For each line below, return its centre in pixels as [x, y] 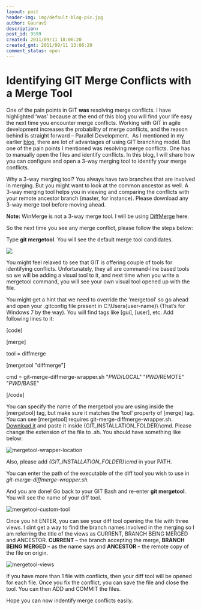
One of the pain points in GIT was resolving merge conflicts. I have [89, 110]
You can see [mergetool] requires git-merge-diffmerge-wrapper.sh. [89, 419]
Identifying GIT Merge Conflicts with [99, 80]
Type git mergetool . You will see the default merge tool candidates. [89, 239]
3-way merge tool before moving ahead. [56, 204]
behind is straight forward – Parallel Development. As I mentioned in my [95, 135]
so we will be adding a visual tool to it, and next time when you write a [93, 275]
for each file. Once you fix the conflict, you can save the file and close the [97, 582]
